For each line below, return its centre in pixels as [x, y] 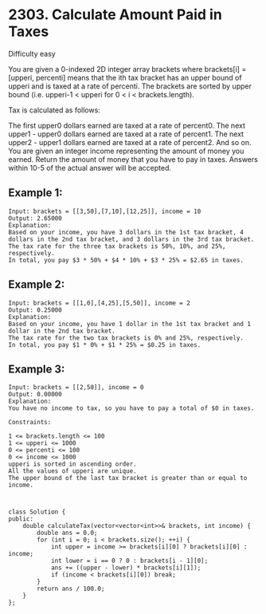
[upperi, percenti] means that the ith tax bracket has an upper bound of [125, 77]
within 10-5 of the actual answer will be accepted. [90, 167]
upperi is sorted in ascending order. [72, 464]
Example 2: [37, 285]
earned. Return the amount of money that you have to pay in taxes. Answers [133, 159]
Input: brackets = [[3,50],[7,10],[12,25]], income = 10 [105, 211]
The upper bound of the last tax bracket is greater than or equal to [128, 478]
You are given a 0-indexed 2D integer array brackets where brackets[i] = [127, 69]
